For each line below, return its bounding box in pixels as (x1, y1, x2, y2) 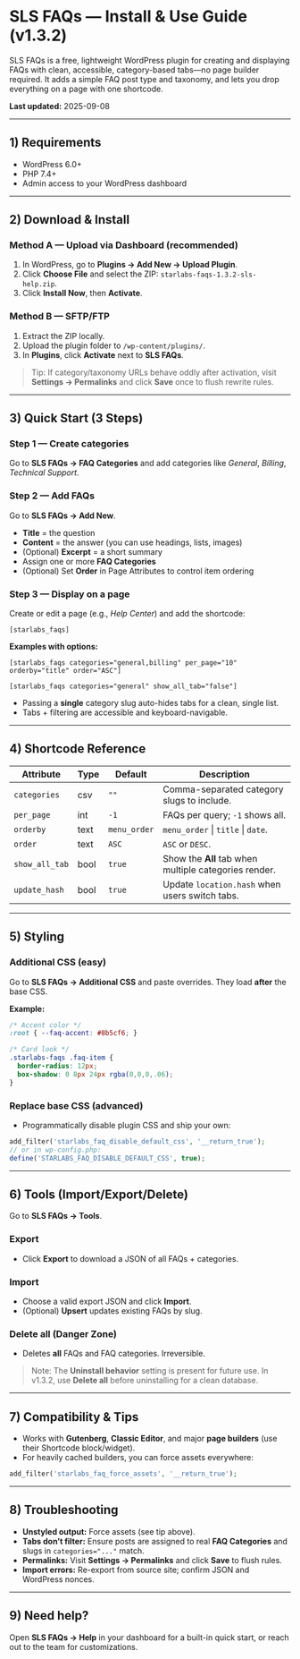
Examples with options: (9, 642, 98, 652)
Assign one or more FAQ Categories (21, 556, 156, 566)
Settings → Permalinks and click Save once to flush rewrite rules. (30, 376, 274, 387)
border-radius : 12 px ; (17, 1062, 98, 1071)
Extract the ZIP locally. (21, 330, 105, 341)
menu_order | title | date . (162, 823, 268, 836)
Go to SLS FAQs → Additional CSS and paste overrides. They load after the (9, 976, 287, 987)
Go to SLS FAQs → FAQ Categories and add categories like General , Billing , (9, 458, 287, 469)
